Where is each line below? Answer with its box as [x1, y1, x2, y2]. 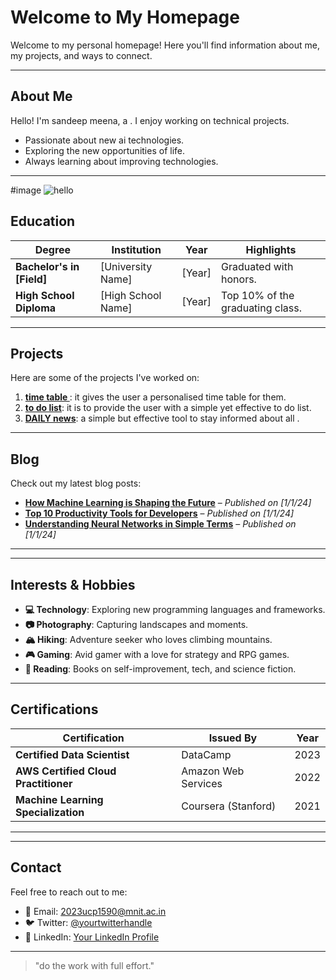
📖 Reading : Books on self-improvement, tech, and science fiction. [24, 663, 297, 675]
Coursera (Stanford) [181, 799, 277, 813]
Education [10, 213, 76, 230]
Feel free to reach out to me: [10, 886, 128, 898]
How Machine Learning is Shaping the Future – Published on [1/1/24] [24, 497, 312, 509]
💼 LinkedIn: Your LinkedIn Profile [24, 931, 160, 943]
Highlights [245, 242, 297, 256]
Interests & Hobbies [10, 576, 136, 593]
